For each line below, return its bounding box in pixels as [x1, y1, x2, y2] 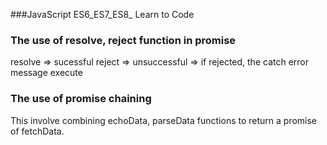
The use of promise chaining [10, 92, 152, 106]
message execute [10, 67, 83, 79]
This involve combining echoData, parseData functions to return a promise [10, 114, 318, 126]
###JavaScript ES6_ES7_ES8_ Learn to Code [10, 9, 195, 20]
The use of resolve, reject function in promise [10, 33, 237, 47]
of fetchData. [10, 125, 65, 137]
